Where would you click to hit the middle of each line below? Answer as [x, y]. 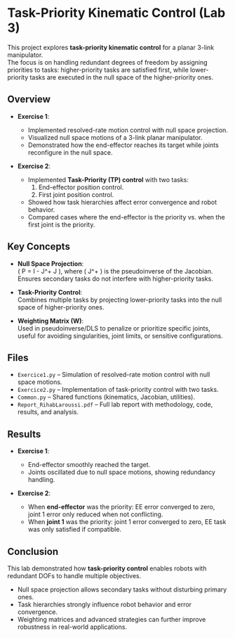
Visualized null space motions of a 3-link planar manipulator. [115, 137]
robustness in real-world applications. [72, 627]
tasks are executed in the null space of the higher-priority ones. [122, 77]
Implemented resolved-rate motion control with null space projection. [128, 130]
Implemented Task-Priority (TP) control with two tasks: [108, 179]
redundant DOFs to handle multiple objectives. [74, 576]
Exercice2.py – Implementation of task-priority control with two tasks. [118, 390]
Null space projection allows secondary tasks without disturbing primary [122, 589]
